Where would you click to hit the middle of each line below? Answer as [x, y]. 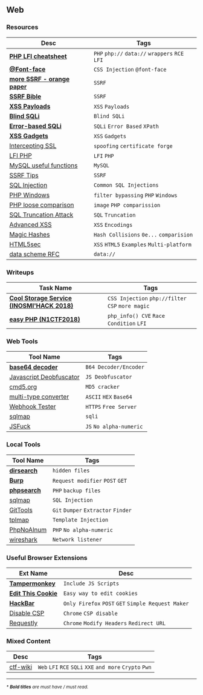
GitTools [21, 510]
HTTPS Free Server [111, 407]
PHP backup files [76, 490]
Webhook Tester [33, 407]
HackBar [22, 603]
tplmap [19, 520]
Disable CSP [27, 613]
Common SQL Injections [126, 185]
